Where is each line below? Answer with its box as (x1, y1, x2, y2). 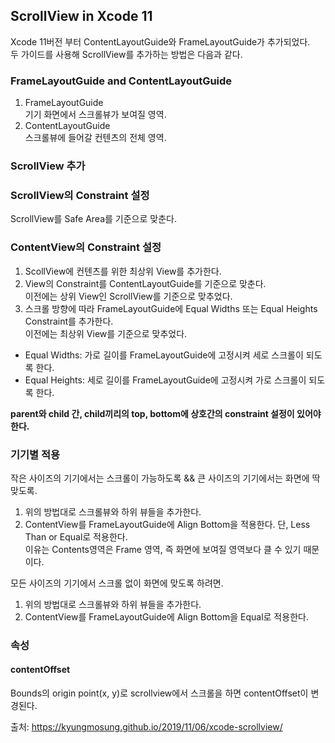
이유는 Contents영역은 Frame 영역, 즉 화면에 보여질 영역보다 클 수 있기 (24, 543, 302, 555)
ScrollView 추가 (10, 159, 86, 173)
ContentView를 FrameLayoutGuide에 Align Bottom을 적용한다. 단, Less (24, 518, 311, 530)
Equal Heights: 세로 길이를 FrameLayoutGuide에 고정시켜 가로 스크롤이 (24, 374, 307, 386)
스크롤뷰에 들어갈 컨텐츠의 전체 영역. (24, 132, 167, 144)
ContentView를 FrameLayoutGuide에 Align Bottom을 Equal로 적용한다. (24, 610, 309, 623)
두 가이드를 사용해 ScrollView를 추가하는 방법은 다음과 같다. (10, 48, 243, 60)
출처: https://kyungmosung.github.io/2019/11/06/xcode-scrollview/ (10, 721, 283, 733)
